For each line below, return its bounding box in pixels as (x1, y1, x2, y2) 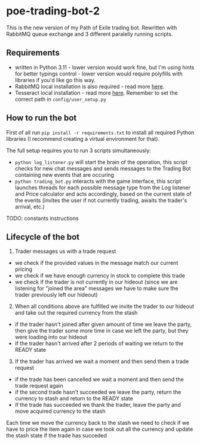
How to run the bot (6, 113, 77, 123)
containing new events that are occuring (14, 171, 115, 178)
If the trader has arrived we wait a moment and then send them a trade (14, 358, 189, 365)
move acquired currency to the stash (14, 407, 106, 415)
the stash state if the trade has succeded (6, 432, 107, 439)
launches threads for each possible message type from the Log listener (14, 184, 191, 191)
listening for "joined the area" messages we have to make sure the (14, 285, 179, 292)
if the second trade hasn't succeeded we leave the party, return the (14, 388, 181, 396)
